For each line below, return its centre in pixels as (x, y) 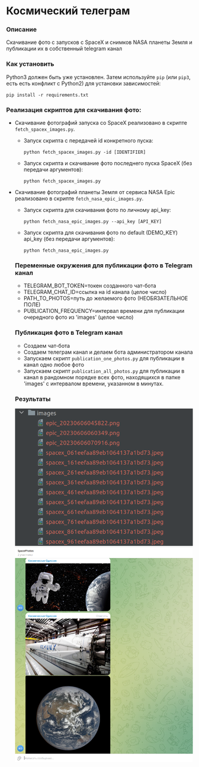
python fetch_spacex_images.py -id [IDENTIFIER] (85, 153)
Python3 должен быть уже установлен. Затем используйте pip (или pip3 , (98, 77)
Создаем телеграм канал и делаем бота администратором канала (108, 352)
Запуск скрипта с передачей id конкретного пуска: (89, 141)
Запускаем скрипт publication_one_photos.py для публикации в (104, 358)
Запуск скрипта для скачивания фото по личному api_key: (97, 210)
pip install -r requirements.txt (47, 95)
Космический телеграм (68, 11)
